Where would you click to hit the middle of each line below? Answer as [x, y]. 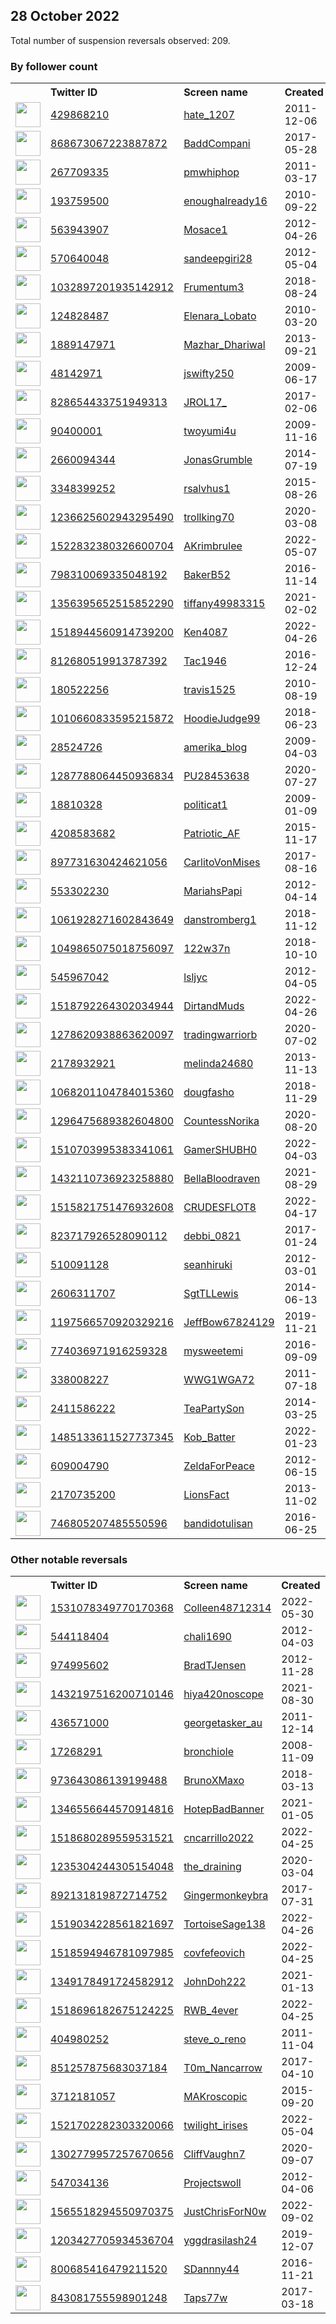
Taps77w [205, 2298]
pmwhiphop [211, 172]
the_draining [212, 1867]
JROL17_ [205, 402]
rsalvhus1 [207, 489]
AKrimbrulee [213, 546]
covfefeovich [214, 1953]
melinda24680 [218, 1064]
